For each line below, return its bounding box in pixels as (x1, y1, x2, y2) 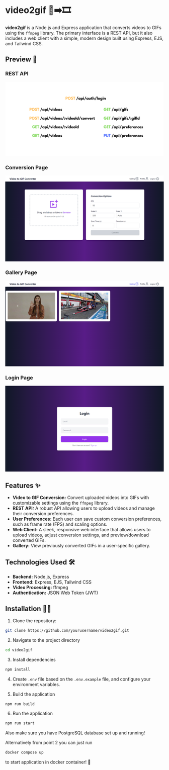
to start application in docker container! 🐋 (5, 759, 91, 765)
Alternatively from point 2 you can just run (5, 740, 93, 746)
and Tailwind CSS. (5, 40, 43, 46)
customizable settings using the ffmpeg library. (12, 500, 109, 506)
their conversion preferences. (12, 511, 74, 517)
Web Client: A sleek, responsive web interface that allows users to (12, 527, 151, 533)
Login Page (5, 374, 34, 381)
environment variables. (12, 681, 60, 687)
